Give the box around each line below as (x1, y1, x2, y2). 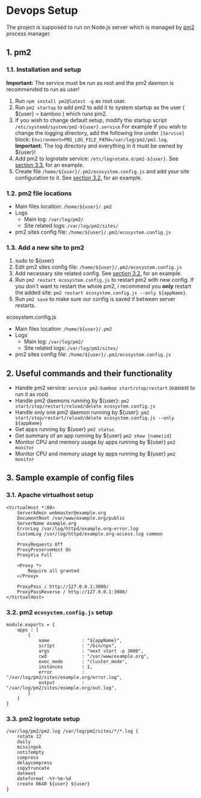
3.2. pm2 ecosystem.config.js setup (6, 608, 113, 616)
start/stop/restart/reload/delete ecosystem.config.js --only (14, 415, 175, 422)
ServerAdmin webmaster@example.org (17, 510, 107, 516)
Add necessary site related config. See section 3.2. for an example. (14, 270, 182, 277)
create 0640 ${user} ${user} (17, 781, 90, 787)
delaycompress (17, 760, 52, 766)
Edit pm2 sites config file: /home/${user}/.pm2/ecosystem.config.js (14, 263, 182, 271)
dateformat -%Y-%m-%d (17, 776, 71, 782)
